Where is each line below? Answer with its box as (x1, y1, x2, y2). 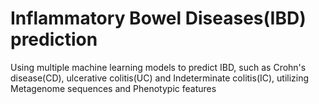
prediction (10, 28, 98, 51)
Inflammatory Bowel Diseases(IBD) (10, 7, 307, 30)
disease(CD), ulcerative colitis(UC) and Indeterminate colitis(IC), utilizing (10, 72, 310, 84)
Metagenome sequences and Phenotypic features (10, 82, 217, 94)
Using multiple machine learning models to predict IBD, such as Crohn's (10, 61, 307, 73)
